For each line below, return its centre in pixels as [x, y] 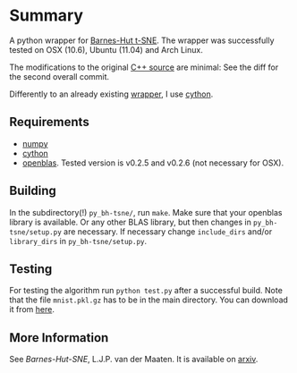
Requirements [49, 122]
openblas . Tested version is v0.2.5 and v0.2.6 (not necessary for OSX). [153, 163]
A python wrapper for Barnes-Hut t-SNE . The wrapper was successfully [142, 40]
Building [33, 191]
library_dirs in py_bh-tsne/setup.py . [78, 241]
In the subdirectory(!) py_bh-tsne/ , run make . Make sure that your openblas [146, 212]
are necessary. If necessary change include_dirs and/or [168, 231]
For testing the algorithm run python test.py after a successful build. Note [146, 291]
